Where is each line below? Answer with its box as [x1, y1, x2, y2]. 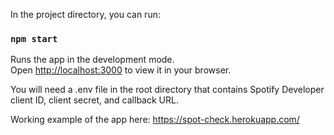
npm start [10, 33, 58, 44]
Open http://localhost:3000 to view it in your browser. [10, 64, 232, 76]
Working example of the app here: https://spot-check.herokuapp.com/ [10, 114, 300, 126]
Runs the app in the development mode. [10, 54, 175, 66]
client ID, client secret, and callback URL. [10, 94, 179, 106]
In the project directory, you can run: [10, 9, 161, 20]
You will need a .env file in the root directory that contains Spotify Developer [10, 84, 325, 96]
